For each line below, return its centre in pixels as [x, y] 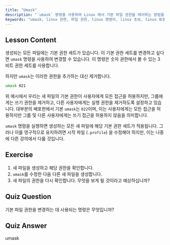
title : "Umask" [21, 10]
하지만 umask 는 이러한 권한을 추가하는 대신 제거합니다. [58, 76]
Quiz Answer [26, 226]
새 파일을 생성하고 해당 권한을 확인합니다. [53, 167]
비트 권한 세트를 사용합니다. [32, 65]
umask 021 [16, 86]
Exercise [19, 155]
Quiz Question [28, 197]
